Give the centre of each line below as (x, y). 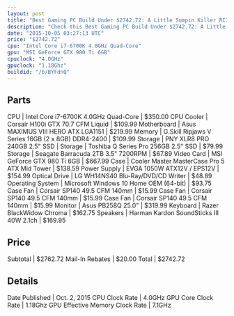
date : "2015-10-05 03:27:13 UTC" (56, 33)
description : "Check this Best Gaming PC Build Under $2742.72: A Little (117, 26)
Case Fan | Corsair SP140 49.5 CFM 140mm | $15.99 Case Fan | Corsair (110, 191)
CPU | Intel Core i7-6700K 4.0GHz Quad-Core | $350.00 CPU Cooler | (108, 117)
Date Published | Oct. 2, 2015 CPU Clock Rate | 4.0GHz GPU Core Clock (110, 297)
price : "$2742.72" (34, 40)
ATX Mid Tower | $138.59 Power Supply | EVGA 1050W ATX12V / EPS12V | (113, 168)
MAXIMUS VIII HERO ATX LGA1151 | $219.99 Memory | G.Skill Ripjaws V (109, 132)
